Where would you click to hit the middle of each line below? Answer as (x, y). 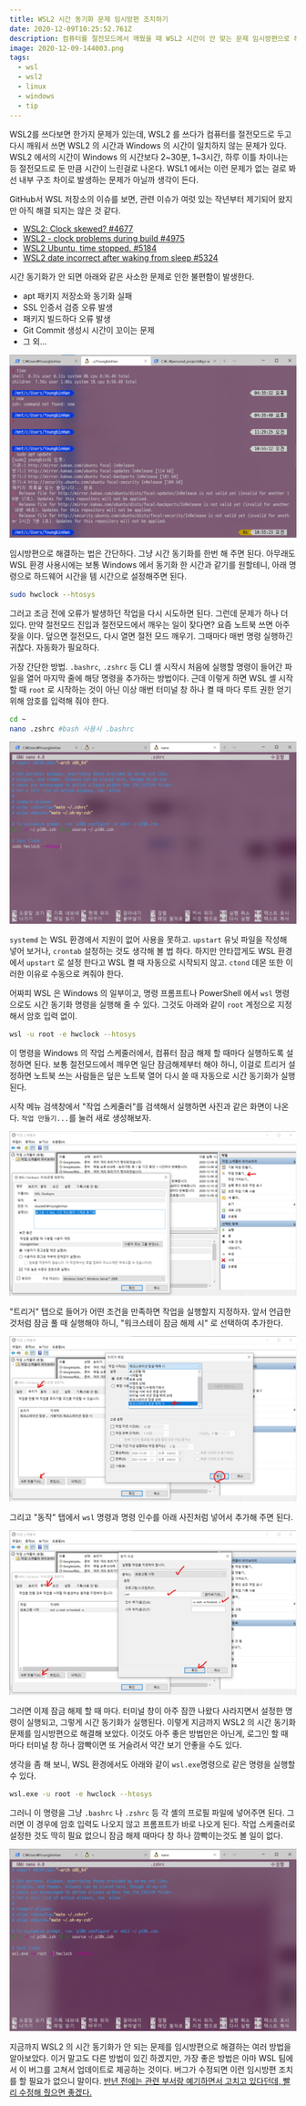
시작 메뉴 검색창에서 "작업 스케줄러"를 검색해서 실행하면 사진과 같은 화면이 (141, 1106)
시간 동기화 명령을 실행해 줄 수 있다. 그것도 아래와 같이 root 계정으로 (154, 1004)
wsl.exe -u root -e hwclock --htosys (81, 1794)
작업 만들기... (46, 1118)
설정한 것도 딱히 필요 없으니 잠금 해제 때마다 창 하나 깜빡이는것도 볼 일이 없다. (147, 1835)
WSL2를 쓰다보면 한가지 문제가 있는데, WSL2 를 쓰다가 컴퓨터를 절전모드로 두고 (151, 134)
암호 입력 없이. (51, 1015)
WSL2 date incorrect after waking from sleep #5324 (120, 257)
